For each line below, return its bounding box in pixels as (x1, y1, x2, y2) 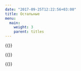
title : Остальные (5, 12, 40, 16)
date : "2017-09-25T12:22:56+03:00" (5, 7, 77, 12)
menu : (5, 16, 16, 21)
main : (9, 20, 21, 25)
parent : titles (13, 29, 44, 34)
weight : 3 (13, 25, 34, 30)
